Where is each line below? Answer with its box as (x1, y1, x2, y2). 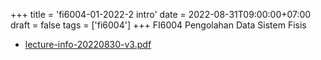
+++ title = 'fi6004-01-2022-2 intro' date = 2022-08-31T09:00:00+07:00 (10, 9, 312, 20)
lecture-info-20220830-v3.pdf (24, 39, 152, 50)
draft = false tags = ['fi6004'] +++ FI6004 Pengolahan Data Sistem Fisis (10, 19, 307, 31)
